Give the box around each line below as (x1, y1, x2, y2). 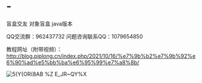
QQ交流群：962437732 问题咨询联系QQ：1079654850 (6, 32, 143, 40)
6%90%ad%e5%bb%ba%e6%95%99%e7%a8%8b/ (6, 58, 140, 66)
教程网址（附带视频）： (6, 45, 62, 53)
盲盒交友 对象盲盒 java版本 (6, 20, 73, 27)
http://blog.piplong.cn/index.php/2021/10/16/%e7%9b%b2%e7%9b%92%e (6, 52, 196, 60)
